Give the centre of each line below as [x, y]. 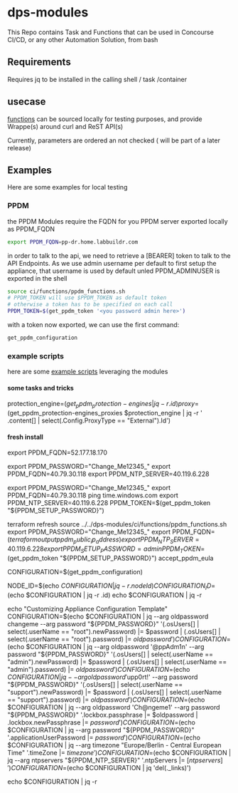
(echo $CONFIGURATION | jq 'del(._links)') [129, 767]
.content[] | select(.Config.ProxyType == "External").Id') [89, 420]
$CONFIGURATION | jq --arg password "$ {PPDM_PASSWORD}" [101, 730]
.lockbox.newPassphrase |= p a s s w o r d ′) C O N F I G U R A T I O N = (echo [101, 722]
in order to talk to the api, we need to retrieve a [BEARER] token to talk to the [119, 255]
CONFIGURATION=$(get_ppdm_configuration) [75, 572]
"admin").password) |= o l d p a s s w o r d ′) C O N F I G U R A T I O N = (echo [99, 669]
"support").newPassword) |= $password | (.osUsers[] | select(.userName [115, 692]
